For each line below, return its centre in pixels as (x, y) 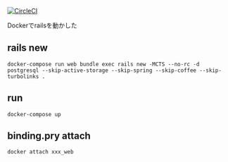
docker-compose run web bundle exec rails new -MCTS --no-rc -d (103, 64)
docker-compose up (34, 114)
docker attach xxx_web (40, 152)
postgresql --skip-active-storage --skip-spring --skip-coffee (102, 70)
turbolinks (23, 76)
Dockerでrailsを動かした (42, 25)
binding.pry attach (49, 136)
